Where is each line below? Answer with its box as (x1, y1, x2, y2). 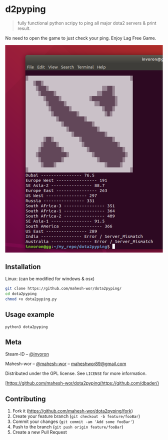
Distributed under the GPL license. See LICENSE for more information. (5, 370, 147, 376)
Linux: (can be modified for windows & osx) (5, 276, 95, 282)
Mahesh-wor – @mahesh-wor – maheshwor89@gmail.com (5, 361, 126, 367)
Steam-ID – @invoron (5, 351, 49, 357)
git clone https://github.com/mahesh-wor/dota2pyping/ (5, 286, 122, 291)
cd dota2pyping (5, 291, 37, 296)
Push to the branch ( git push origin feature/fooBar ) (12, 424, 123, 430)
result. (17, 25, 31, 31)
